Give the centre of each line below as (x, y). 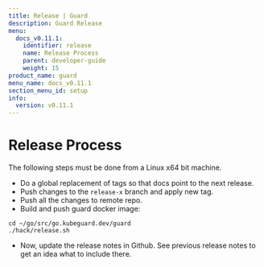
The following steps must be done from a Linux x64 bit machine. (115, 168)
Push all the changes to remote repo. (81, 200)
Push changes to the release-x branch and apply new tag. (117, 192)
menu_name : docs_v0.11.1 (50, 83)
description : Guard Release (56, 23)
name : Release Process (61, 53)
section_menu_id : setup (48, 90)
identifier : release (57, 46)
